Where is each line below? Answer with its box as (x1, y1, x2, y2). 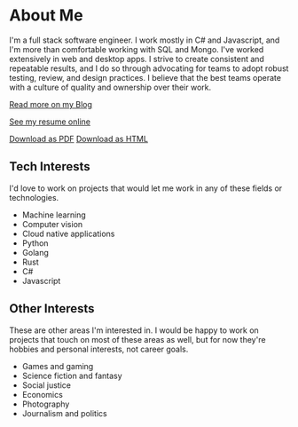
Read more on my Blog (9, 99, 93, 109)
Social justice (21, 379, 71, 391)
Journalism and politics (21, 407, 108, 418)
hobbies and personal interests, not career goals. (9, 344, 189, 354)
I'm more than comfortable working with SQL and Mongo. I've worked (9, 43, 264, 54)
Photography (21, 399, 70, 409)
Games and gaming (21, 360, 94, 371)
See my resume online (9, 116, 91, 127)
